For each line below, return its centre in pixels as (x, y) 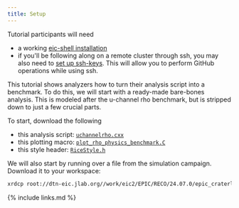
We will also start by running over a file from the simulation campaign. (110, 163)
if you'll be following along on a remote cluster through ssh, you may (118, 55)
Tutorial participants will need (51, 34)
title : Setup (27, 14)
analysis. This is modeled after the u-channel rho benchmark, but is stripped (119, 99)
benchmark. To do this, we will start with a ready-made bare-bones (106, 92)
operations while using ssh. (58, 70)
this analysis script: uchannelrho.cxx (71, 134)
